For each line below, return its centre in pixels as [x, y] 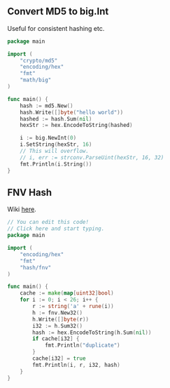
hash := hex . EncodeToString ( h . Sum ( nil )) [92, 333]
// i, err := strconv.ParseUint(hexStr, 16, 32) [92, 157]
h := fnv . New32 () [57, 313]
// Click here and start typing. [56, 229]
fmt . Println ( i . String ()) [56, 164]
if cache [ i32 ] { [56, 339]
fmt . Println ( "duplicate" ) [82, 346]
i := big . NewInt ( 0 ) [48, 138]
